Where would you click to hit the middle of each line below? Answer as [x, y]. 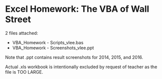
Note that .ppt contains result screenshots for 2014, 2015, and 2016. [74, 57]
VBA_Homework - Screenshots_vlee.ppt [53, 48]
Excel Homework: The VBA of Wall [77, 9]
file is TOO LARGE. [24, 72]
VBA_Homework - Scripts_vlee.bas [48, 42]
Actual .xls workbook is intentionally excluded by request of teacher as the [81, 67]
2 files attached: [22, 33]
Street [18, 19]
